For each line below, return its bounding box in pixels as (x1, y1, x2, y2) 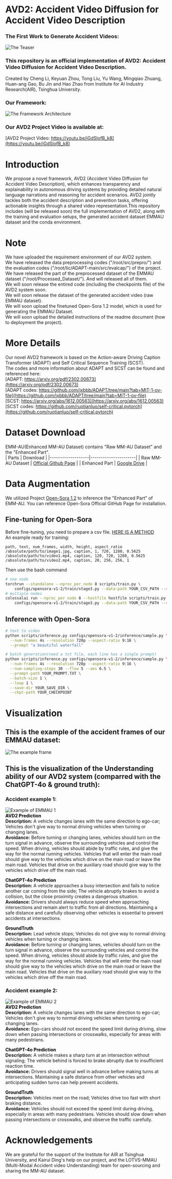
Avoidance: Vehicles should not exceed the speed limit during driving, (5, 1106, 154, 1112)
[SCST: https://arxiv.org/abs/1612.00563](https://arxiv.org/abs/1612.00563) (5, 398, 164, 404)
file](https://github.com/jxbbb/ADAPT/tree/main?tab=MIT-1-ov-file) (5, 392, 147, 398)
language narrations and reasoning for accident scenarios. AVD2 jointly (5, 192, 156, 198)
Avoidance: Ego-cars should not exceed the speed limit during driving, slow (5, 1026, 166, 1032)
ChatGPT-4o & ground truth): (5, 780, 100, 789)
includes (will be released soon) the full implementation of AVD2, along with (5, 208, 165, 214)
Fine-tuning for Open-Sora (5, 515, 92, 524)
